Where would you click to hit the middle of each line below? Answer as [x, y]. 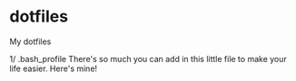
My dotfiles [30, 41]
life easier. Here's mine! [54, 68]
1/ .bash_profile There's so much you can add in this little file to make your [148, 58]
